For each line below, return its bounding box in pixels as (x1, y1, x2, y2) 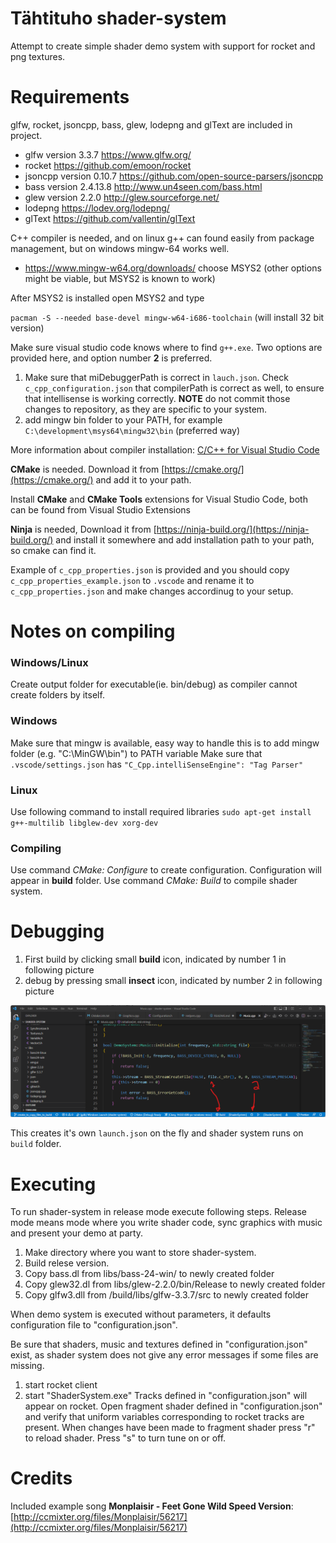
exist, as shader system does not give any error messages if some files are (10, 1349, 319, 1361)
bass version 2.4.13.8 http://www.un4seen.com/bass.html (24, 180, 263, 192)
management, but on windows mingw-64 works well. (10, 242, 230, 254)
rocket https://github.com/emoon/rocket (24, 159, 192, 171)
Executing (10, 1173, 97, 1196)
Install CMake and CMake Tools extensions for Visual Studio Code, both (10, 493, 308, 505)
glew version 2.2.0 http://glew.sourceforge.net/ (24, 191, 220, 203)
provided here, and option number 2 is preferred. (10, 352, 213, 364)
